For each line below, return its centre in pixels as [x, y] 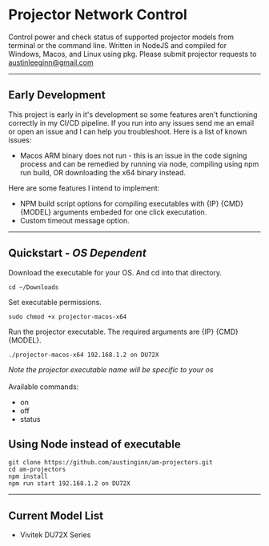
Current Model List [56, 515]
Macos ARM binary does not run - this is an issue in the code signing [133, 155]
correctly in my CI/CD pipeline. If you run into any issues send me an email [131, 122]
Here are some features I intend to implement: [84, 188]
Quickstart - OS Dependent [77, 253]
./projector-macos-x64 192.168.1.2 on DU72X [84, 355]
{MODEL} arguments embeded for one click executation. [113, 212]
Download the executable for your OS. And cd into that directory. [115, 272]
